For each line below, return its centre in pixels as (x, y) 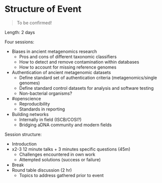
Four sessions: (20, 42)
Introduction (24, 144)
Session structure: (23, 134)
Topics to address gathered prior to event (61, 175)
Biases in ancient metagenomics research (54, 51)
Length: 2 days (20, 32)
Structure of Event (43, 9)
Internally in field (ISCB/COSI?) (50, 119)
